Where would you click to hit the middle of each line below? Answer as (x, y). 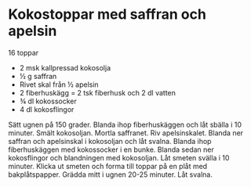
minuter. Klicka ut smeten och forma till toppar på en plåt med (108, 166)
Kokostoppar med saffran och (107, 14)
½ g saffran (38, 76)
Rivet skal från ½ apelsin (59, 85)
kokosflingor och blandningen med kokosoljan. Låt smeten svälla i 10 (119, 157)
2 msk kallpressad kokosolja (65, 67)
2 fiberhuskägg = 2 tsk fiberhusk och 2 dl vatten (98, 92)
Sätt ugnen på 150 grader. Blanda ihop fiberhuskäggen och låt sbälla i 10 (125, 124)
